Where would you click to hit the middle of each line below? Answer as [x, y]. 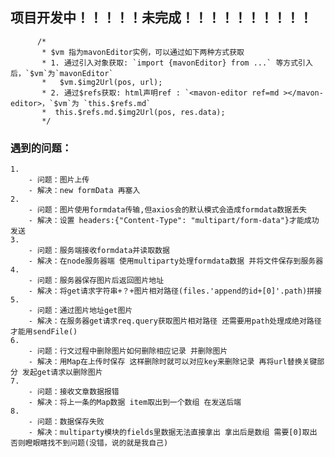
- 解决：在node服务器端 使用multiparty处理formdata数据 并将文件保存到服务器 [176, 261]
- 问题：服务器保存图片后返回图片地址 [96, 281]
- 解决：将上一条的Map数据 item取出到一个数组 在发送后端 [135, 403]
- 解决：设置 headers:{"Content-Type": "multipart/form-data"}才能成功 [174, 221]
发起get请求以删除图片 [62, 373]
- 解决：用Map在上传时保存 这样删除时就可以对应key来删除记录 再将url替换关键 [173, 362]
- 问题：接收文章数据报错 [74, 392]
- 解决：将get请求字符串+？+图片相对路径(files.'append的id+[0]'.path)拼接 [175, 291]
